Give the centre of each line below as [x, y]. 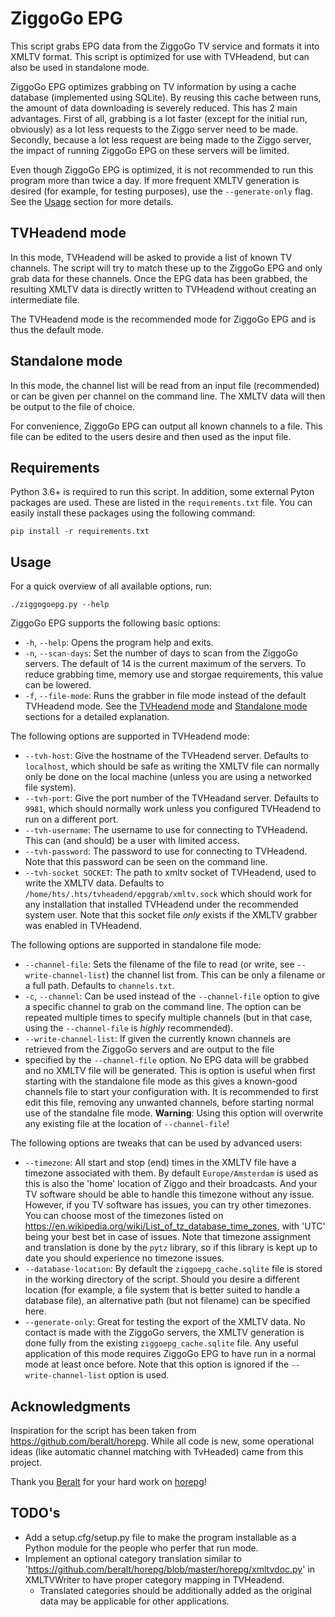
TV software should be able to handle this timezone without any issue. [169, 1194]
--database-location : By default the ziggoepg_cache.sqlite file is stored [173, 1269]
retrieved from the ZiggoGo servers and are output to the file [149, 1049]
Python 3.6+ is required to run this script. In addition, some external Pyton [162, 492]
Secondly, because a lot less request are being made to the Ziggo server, [161, 139]
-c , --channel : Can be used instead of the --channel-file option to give [172, 996]
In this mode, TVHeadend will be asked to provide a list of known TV [151, 257]
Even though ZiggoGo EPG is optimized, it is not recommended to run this [162, 169]
